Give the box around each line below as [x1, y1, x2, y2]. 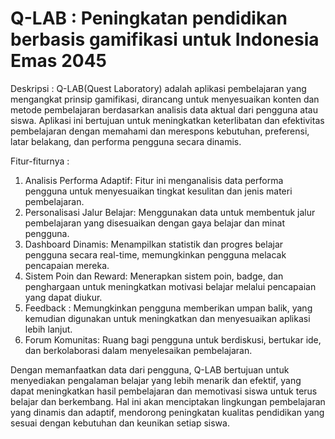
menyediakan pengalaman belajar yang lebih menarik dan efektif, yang [10, 374, 302, 386]
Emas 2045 [10, 50, 107, 72]
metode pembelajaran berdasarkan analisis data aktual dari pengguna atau [10, 103, 318, 116]
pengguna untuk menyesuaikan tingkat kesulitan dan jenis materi [24, 185, 293, 197]
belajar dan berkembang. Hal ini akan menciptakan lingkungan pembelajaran [10, 395, 326, 407]
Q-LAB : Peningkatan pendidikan [10, 7, 288, 30]
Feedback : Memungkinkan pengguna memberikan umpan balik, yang [24, 302, 313, 314]
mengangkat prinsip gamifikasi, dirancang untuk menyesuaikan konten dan [10, 93, 320, 105]
